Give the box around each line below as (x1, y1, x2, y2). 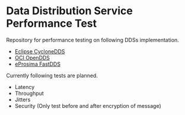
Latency (14, 83, 35, 90)
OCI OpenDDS (14, 54, 50, 61)
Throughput (14, 90, 44, 97)
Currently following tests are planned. (6, 72, 98, 79)
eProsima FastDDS (14, 60, 61, 68)
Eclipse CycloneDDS (14, 47, 65, 55)
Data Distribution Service (6, 4, 133, 18)
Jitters (14, 96, 31, 103)
